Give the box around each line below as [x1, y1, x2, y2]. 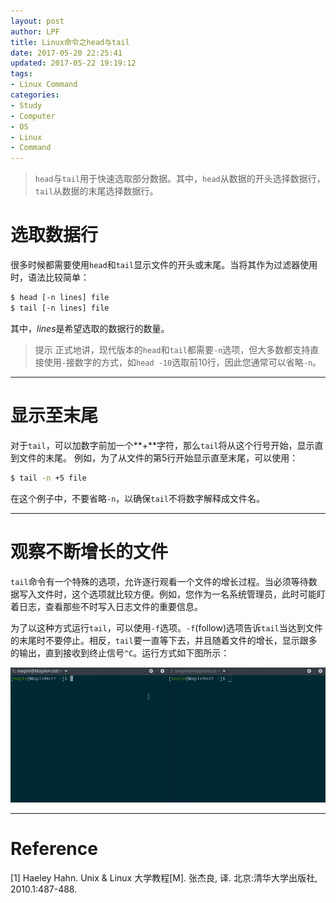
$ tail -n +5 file [10, 473, 87, 483]
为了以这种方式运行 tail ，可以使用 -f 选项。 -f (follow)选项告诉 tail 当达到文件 [10, 621, 323, 634]
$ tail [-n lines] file [10, 303, 110, 313]
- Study [10, 100, 43, 110]
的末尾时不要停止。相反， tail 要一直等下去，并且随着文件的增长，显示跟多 [10, 634, 318, 646]
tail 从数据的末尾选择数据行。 [34, 185, 159, 197]
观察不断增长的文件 [10, 540, 169, 563]
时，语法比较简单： [10, 271, 90, 284]
